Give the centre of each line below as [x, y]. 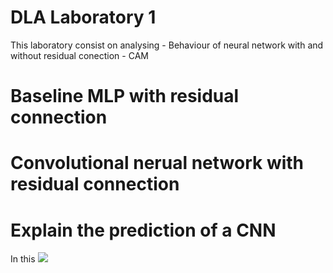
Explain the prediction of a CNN [143, 230]
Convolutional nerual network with [157, 163]
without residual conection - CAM [79, 55]
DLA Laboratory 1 [83, 17]
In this [23, 259]
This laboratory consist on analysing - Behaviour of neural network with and [167, 45]
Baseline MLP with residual [125, 96]
